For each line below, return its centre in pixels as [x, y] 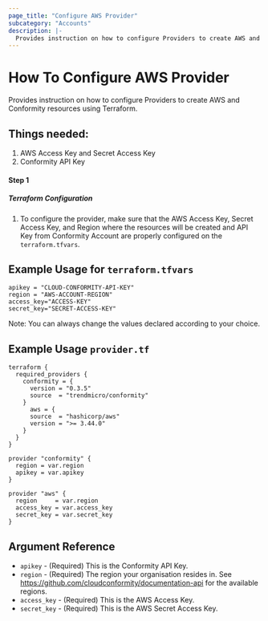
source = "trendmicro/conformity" [89, 396]
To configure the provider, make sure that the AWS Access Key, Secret [136, 218]
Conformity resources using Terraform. [73, 108]
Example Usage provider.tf [79, 349]
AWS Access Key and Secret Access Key [88, 153]
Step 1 [19, 180]
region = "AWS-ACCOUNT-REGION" [61, 295]
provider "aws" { [37, 494]
